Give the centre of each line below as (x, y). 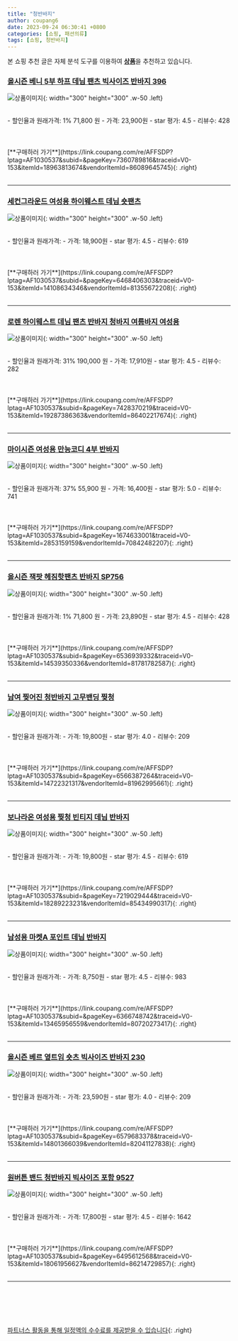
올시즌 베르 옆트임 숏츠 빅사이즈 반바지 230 (76, 1058)
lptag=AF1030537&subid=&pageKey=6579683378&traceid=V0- (100, 1136)
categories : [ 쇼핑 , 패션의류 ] (47, 34)
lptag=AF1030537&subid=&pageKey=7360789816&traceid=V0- (100, 160)
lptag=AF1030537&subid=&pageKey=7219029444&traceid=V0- (100, 896)
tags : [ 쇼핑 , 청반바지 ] (38, 40)
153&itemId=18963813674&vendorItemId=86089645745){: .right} (102, 168)
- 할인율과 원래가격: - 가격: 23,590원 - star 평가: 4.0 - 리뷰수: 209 (99, 1097)
